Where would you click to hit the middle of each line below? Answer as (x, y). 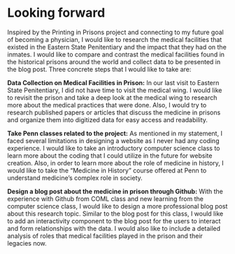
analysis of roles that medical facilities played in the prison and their (105, 236)
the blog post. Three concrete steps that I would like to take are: (99, 69)
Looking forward (56, 13)
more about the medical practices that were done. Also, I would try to (107, 105)
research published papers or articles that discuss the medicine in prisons (114, 112)
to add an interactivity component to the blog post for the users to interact (114, 221)
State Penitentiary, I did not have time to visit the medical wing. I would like (115, 90)
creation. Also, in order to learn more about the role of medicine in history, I (115, 163)
